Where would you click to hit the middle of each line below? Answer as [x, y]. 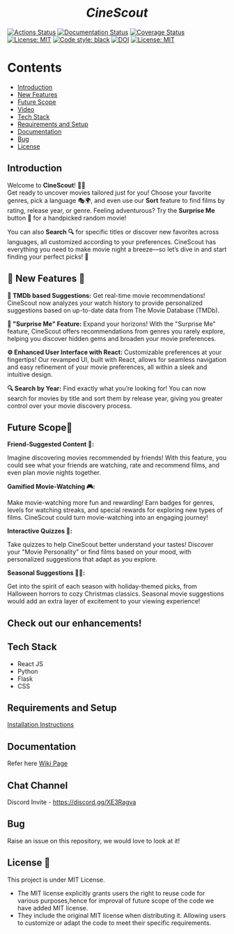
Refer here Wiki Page [38, 763]
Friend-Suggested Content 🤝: [51, 444]
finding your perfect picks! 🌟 [48, 257]
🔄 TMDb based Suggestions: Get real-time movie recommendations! [106, 295]
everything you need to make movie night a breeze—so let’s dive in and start [117, 249]
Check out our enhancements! [75, 623]
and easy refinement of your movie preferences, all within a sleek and [107, 367]
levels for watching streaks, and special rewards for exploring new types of [115, 510]
